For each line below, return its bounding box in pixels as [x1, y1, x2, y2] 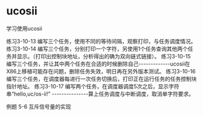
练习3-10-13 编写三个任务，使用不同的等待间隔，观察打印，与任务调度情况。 [6, 37, 196, 44]
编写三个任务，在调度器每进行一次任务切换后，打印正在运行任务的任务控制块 [6, 75, 197, 82]
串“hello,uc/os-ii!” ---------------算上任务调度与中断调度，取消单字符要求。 [6, 90, 195, 97]
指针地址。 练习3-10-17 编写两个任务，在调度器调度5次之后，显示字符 [6, 82, 179, 90]
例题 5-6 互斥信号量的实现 [6, 103, 71, 110]
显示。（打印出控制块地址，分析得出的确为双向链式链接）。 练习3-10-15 [16, 52, 191, 60]
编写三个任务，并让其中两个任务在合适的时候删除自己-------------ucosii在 [6, 60, 190, 67]
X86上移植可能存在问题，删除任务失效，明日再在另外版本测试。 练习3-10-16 [6, 67, 196, 75]
